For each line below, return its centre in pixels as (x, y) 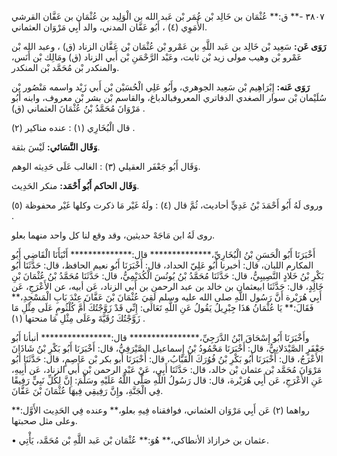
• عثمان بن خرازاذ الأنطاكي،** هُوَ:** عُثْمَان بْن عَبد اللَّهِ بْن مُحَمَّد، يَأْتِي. (140, 440)
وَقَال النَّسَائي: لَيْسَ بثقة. (56, 147)
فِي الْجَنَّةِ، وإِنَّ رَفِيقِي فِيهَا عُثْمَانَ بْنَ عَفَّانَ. (87, 390)
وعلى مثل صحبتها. (44, 420)
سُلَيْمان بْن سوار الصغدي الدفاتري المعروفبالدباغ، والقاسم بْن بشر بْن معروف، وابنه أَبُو (169, 97)
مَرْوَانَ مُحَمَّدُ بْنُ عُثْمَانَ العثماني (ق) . (78, 108)
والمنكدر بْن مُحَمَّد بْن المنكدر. (65, 67)
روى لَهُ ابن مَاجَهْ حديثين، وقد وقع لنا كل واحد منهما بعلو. (113, 235)
